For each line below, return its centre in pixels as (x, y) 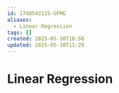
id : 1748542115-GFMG (37, 13)
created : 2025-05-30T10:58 (46, 39)
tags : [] (20, 32)
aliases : (20, 20)
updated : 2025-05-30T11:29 (46, 45)
